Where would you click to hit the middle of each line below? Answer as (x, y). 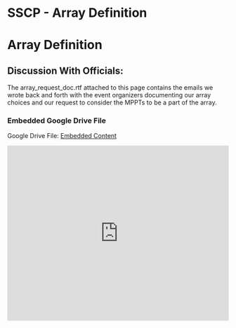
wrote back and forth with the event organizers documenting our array (109, 95)
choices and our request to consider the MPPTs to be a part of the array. (112, 102)
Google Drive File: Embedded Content (62, 136)
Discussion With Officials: (66, 70)
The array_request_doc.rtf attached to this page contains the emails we (110, 88)
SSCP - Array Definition (77, 13)
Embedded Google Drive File (57, 121)
